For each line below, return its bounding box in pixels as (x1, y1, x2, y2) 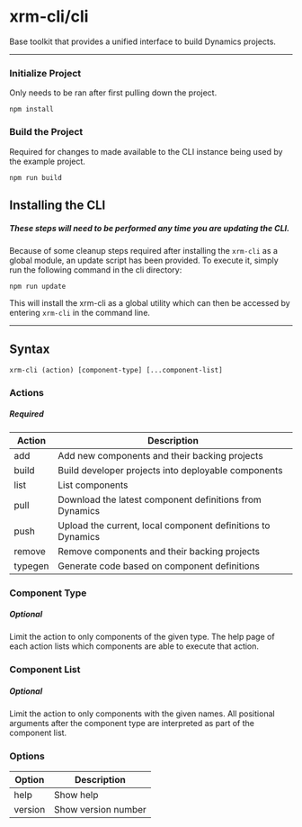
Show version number (53, 803, 147, 815)
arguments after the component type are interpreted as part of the (9, 718, 254, 729)
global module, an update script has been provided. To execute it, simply (9, 255, 279, 265)
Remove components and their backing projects (58, 544, 261, 557)
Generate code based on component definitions (58, 560, 261, 572)
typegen (13, 560, 49, 572)
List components (58, 479, 129, 491)
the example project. (9, 156, 85, 166)
